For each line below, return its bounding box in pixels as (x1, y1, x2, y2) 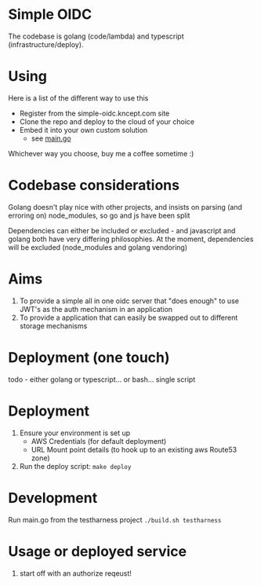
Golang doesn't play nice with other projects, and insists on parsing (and (8, 202, 243, 211)
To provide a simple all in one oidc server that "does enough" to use (19, 296, 239, 306)
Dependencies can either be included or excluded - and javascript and (8, 225, 236, 235)
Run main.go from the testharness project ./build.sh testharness (8, 515, 222, 524)
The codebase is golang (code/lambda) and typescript (8, 31, 184, 41)
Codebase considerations (8, 177, 180, 194)
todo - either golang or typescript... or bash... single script (8, 375, 196, 384)
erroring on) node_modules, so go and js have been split (8, 211, 190, 220)
